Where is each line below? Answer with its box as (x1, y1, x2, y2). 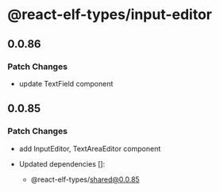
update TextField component (18, 79, 114, 88)
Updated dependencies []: (18, 159, 106, 168)
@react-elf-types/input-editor (7, 6, 212, 24)
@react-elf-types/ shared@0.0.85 (30, 175, 140, 184)
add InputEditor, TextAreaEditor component (18, 144, 161, 153)
